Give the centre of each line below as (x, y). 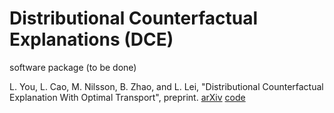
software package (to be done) (73, 67)
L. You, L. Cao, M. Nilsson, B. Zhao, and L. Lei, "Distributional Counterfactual (166, 86)
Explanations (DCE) (91, 39)
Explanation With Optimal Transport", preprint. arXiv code (127, 97)
